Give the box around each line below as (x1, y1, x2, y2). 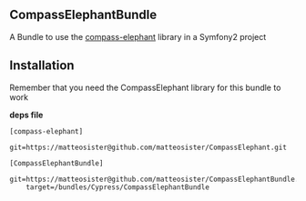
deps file (9, 109, 44, 120)
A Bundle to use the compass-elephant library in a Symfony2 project (9, 31, 267, 42)
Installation (9, 58, 75, 74)
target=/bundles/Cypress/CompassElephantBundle (25, 182, 209, 192)
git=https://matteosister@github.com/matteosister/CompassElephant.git (9, 143, 287, 152)
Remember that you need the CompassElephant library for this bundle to (9, 82, 281, 93)
